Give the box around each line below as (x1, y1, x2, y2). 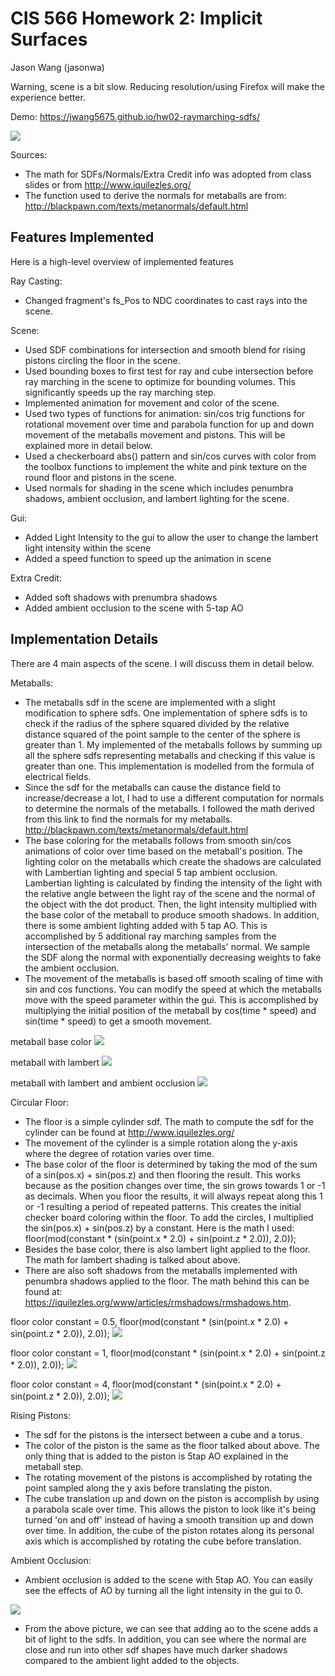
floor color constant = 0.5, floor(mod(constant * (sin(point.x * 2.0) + (10, 1315, 290, 1327)
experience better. (10, 91, 86, 103)
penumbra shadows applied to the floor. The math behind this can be (24, 1275, 310, 1287)
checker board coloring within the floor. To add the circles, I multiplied (24, 1211, 314, 1223)
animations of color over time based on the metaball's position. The (24, 845, 303, 857)
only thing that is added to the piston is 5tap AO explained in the (24, 1450, 289, 1462)
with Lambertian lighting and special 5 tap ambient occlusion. (24, 866, 278, 878)
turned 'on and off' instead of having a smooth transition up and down (24, 1513, 314, 1526)
